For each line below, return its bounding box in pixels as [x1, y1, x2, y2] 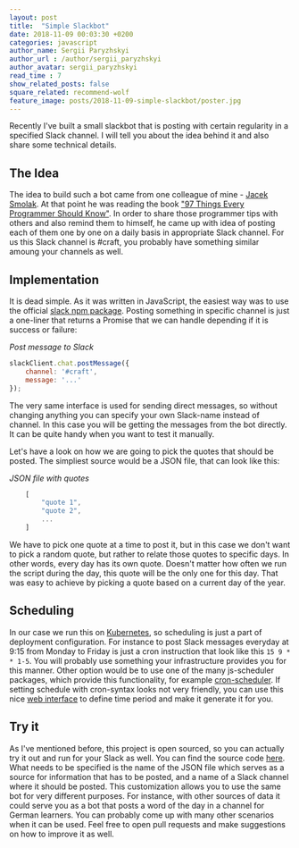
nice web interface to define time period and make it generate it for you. [9, 693, 274, 704]
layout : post [9, 13, 58, 22]
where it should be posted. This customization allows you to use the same [9, 781, 281, 792]
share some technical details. [9, 139, 118, 150]
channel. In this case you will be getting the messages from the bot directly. [9, 419, 287, 430]
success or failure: [9, 324, 78, 335]
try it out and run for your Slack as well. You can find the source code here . [9, 752, 286, 763]
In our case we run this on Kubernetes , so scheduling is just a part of [9, 626, 262, 637]
